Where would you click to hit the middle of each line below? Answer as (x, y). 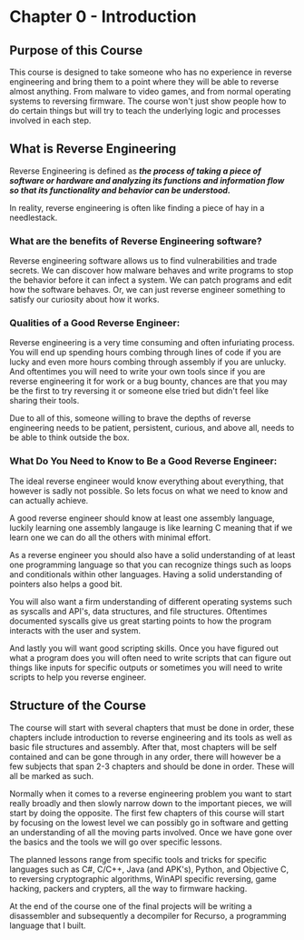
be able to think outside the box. (69, 437)
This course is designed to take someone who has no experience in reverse (151, 72)
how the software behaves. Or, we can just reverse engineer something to (147, 290)
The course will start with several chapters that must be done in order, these (152, 727)
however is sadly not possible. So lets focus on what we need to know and (149, 490)
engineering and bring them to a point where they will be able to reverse (144, 82)
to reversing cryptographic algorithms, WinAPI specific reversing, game (143, 878)
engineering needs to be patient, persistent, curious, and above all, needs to (152, 428)
